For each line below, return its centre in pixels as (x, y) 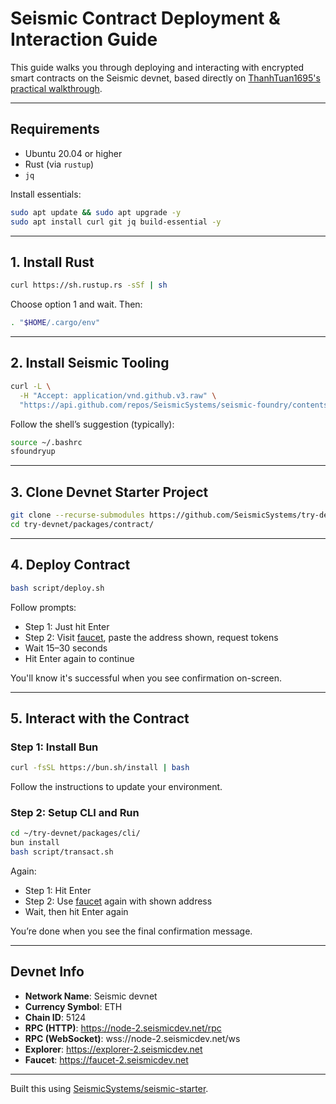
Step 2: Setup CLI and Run (75, 812)
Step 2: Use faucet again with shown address (118, 901)
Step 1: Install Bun (54, 747)
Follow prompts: (43, 607)
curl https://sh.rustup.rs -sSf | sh (89, 285)
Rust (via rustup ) (59, 164)
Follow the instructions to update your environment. (116, 787)
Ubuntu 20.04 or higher (73, 153)
